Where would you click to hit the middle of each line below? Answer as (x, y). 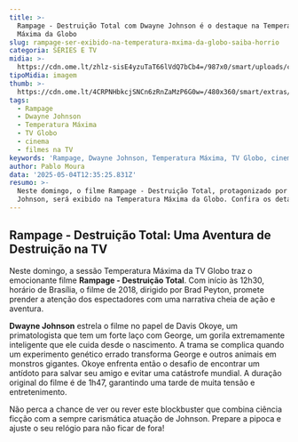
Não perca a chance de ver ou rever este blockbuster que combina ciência (145, 409)
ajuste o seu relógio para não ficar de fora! (87, 428)
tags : (19, 100)
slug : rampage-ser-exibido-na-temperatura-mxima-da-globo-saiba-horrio (144, 42)
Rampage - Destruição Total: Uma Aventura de (140, 235)
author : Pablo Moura (47, 166)
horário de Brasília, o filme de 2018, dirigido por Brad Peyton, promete (137, 289)
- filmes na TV (45, 149)
